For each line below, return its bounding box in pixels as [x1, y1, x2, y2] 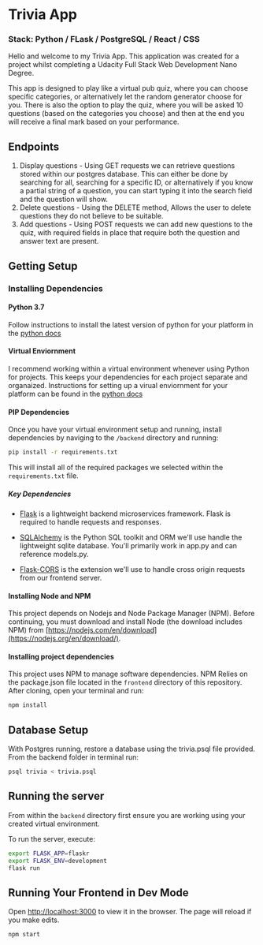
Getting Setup [8, 259, 78, 273]
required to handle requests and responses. [19, 517, 162, 527]
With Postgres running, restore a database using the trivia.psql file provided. [8, 744, 256, 754]
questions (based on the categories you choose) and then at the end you [8, 109, 245, 118]
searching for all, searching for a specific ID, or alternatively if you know [19, 177, 254, 187]
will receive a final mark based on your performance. [8, 117, 180, 127]
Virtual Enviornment [8, 346, 76, 356]
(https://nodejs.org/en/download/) [8, 633, 120, 644]
